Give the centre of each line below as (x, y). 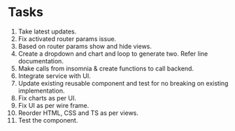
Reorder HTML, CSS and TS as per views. (78, 113)
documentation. (41, 61)
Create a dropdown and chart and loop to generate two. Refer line (113, 54)
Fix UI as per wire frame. (54, 105)
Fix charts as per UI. (47, 98)
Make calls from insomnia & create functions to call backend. (106, 68)
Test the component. (48, 120)
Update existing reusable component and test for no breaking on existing (123, 83)
